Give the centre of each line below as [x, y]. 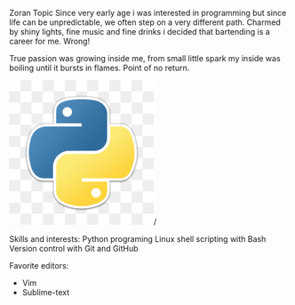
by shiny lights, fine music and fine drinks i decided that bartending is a [140, 32]
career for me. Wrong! [50, 41]
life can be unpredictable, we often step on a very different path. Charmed [145, 22]
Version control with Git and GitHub [74, 249]
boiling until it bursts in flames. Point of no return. [100, 68]
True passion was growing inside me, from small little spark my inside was [145, 58]
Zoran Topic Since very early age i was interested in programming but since [148, 13]
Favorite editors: [39, 265]
